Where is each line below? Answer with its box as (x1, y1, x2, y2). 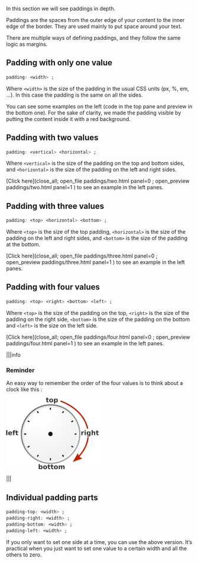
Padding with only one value (6, 58, 113, 68)
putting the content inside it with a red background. (6, 115, 131, 122)
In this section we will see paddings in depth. (6, 5, 116, 12)
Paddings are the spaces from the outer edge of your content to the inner (6, 17, 185, 23)
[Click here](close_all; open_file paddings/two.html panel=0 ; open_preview (6, 177, 190, 185)
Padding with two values (6, 133, 99, 143)
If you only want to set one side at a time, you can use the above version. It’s (6, 538, 193, 545)
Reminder (6, 366, 35, 374)
